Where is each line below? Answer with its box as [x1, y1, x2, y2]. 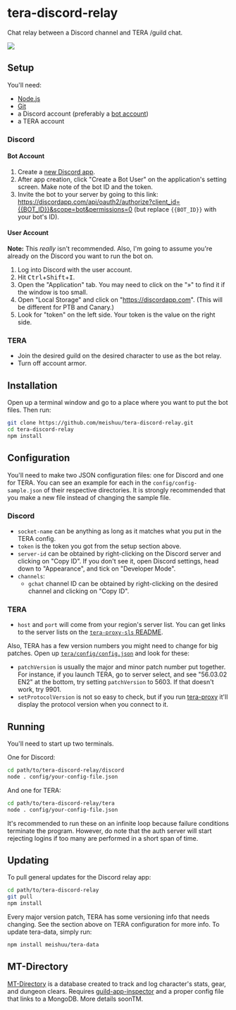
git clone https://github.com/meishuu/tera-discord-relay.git [7, 420, 194, 427]
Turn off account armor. [17, 359, 87, 367]
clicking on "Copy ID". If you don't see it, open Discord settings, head [17, 556, 219, 565]
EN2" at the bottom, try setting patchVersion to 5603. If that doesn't [17, 678, 214, 686]
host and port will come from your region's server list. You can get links [17, 621, 225, 629]
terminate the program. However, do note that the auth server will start [7, 827, 212, 835]
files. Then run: [7, 406, 51, 414]
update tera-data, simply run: [7, 927, 92, 936]
